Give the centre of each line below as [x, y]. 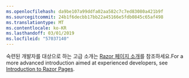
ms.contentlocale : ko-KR [36, 28]
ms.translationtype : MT [35, 22]
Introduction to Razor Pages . [40, 69]
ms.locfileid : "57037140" [37, 39]
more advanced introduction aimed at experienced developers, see [87, 63]
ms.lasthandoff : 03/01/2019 [40, 33]
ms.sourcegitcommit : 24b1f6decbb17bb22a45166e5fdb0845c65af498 [85, 17]
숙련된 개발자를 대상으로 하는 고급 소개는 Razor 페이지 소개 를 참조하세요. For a [95, 56]
